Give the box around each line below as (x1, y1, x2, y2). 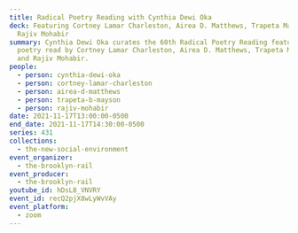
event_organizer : (9, 152, 74, 162)
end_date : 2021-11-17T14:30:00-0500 (9, 120, 145, 129)
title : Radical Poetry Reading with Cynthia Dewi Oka (9, 12, 213, 22)
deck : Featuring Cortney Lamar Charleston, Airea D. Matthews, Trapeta (9, 21, 279, 30)
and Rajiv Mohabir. (17, 54, 90, 63)
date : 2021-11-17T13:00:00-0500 (9, 112, 129, 120)
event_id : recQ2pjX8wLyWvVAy (9, 194, 117, 204)
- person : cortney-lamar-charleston (17, 79, 153, 88)
